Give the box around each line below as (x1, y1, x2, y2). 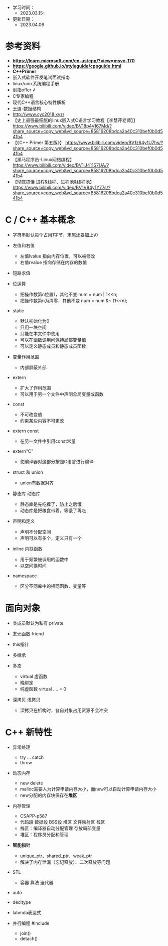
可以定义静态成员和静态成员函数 (20, 343, 86, 349)
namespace (12, 573, 37, 579)
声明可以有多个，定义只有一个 (20, 535, 82, 541)
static (12, 308, 24, 314)
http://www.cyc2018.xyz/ (12, 111, 65, 117)
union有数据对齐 (20, 480, 54, 486)
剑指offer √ (12, 87, 36, 93)
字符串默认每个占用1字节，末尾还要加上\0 (12, 231, 98, 237)
